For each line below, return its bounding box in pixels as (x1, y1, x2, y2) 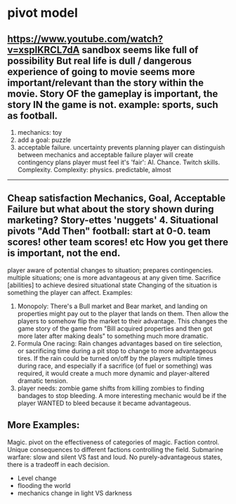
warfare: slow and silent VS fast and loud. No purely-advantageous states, (7, 453, 223, 461)
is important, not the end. (7, 247, 121, 259)
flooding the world (17, 481, 71, 489)
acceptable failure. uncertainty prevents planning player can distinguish (17, 143, 225, 152)
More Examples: (7, 419, 80, 431)
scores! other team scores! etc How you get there (7, 237, 228, 248)
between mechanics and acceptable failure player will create (17, 151, 194, 159)
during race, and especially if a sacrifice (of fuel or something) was (17, 362, 212, 370)
